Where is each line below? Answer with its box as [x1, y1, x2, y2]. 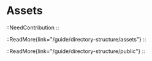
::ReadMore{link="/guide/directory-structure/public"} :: [6, 47, 145, 55]
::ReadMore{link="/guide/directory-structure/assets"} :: [6, 35, 146, 43]
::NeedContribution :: [6, 24, 59, 31]
